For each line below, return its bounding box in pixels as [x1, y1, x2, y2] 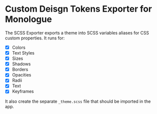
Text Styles [12, 50, 35, 56]
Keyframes [12, 89, 34, 95]
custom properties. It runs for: [5, 35, 65, 41]
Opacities [12, 72, 31, 78]
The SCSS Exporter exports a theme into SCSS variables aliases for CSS [5, 30, 149, 36]
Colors [12, 44, 26, 50]
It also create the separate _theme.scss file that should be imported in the [5, 98, 151, 104]
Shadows [12, 61, 31, 67]
